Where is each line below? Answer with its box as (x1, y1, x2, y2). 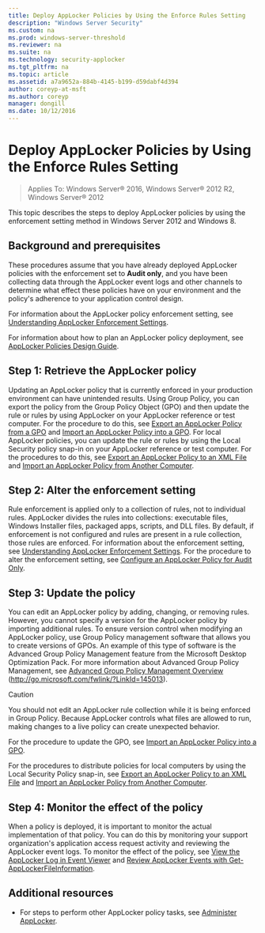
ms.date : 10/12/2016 (8, 108, 77, 115)
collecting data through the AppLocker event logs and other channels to (8, 277, 243, 286)
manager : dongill (8, 100, 66, 108)
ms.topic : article (8, 70, 69, 78)
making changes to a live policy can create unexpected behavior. (8, 722, 220, 731)
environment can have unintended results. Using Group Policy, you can (8, 393, 240, 403)
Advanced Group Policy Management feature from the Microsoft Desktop (8, 649, 247, 659)
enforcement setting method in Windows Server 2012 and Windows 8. (8, 216, 237, 225)
